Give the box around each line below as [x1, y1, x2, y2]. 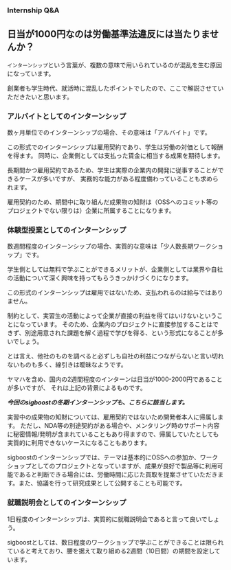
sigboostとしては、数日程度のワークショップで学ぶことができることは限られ [7, 538, 224, 546]
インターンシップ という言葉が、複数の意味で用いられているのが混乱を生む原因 [7, 60, 222, 69]
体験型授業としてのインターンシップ [7, 225, 126, 235]
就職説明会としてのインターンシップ [7, 498, 126, 508]
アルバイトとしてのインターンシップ [7, 111, 126, 121]
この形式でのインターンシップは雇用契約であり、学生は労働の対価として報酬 [7, 143, 223, 151]
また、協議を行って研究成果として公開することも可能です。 [18, 479, 187, 488]
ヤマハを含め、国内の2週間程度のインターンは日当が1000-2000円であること [7, 375, 223, 383]
